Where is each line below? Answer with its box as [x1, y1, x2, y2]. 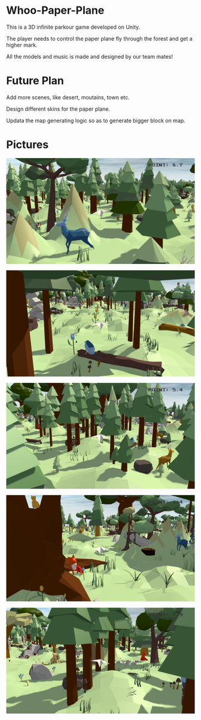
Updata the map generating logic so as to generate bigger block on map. [6, 117, 185, 124]
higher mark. [6, 41, 38, 48]
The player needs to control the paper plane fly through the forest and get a [6, 35, 193, 42]
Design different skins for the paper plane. [6, 105, 111, 113]
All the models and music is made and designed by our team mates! [6, 53, 173, 60]
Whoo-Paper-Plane [6, 4, 105, 17]
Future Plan [6, 74, 65, 87]
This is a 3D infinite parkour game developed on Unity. [6, 23, 141, 31]
